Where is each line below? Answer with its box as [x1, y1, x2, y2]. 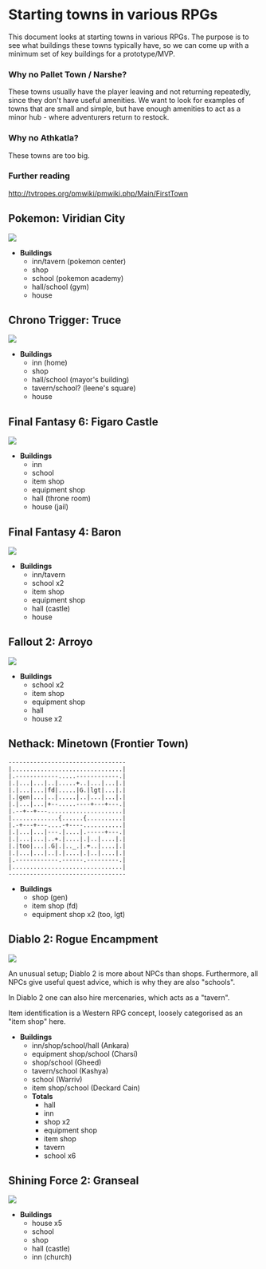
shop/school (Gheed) [31, 1057, 102, 1067]
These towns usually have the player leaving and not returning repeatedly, [8, 87, 252, 97]
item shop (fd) [31, 900, 78, 911]
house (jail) [31, 502, 69, 512]
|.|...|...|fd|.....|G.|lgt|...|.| [8, 786, 127, 794]
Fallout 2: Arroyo [8, 635, 93, 649]
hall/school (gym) [31, 282, 90, 291]
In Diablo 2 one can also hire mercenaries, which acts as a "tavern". [8, 992, 230, 1002]
